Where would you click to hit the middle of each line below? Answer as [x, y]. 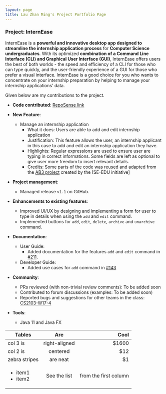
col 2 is [16, 351]
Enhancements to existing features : [50, 201]
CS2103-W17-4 [35, 303]
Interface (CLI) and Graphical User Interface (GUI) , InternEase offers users [83, 59]
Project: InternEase [29, 32]
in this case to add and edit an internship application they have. [92, 145]
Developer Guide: [38, 262]
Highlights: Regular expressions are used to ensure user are [89, 151]
